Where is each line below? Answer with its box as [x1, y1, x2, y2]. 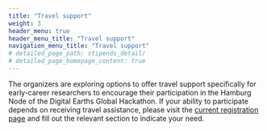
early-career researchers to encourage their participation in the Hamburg [8, 87, 252, 97]
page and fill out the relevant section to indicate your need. [8, 113, 205, 123]
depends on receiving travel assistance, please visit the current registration [8, 104, 259, 114]
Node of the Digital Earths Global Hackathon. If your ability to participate [8, 96, 248, 106]
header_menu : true [8, 27, 70, 35]
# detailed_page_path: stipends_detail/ [8, 49, 147, 57]
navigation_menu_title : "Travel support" [8, 42, 150, 50]
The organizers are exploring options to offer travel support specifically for [8, 78, 257, 89]
